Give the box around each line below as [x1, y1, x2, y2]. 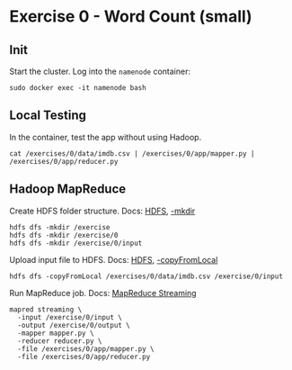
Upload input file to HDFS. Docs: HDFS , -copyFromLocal [9, 254, 218, 265]
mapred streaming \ [9, 304, 83, 314]
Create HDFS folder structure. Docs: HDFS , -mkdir [9, 205, 196, 216]
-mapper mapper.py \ [17, 329, 94, 338]
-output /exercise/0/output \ [17, 320, 130, 329]
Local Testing [9, 108, 87, 123]
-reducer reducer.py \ [17, 336, 102, 346]
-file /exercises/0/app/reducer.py [17, 352, 151, 361]
